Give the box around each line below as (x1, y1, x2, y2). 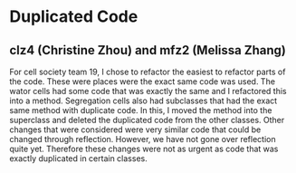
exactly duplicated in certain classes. (9, 153, 148, 164)
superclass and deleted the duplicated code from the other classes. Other (9, 115, 285, 125)
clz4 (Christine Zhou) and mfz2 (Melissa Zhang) (9, 43, 287, 58)
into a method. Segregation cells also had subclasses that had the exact (9, 95, 278, 106)
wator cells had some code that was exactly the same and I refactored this (9, 86, 287, 96)
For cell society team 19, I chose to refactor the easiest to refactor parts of (9, 66, 286, 77)
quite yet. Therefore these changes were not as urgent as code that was (9, 143, 279, 154)
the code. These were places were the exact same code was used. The (9, 76, 276, 87)
